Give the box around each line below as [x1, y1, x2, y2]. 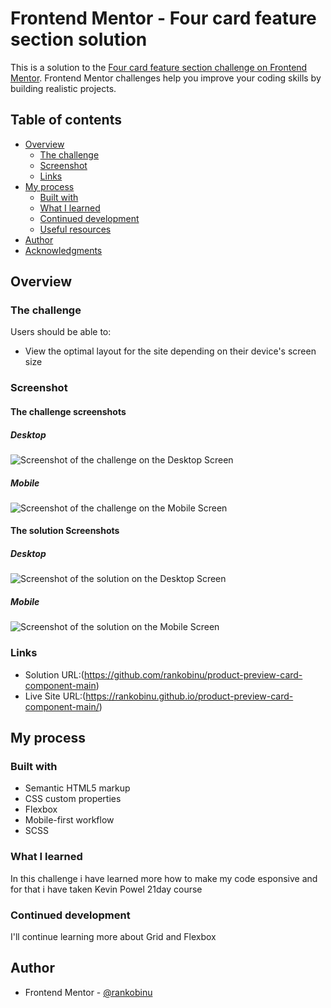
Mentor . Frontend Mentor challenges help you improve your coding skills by [10, 72, 322, 84]
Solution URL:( [24, 668, 85, 681]
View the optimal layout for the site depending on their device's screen [24, 345, 317, 357]
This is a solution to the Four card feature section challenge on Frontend [10, 61, 308, 73]
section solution [10, 28, 148, 51]
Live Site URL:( [24, 690, 87, 702]
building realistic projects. [10, 82, 117, 94]
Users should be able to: [10, 326, 112, 338]
